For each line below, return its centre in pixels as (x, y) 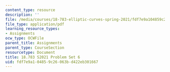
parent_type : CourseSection (35, 48)
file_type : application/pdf (35, 24)
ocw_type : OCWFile (25, 39)
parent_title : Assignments (34, 43)
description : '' (22, 15)
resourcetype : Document (30, 52)
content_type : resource (30, 10)
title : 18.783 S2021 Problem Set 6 (43, 57)
